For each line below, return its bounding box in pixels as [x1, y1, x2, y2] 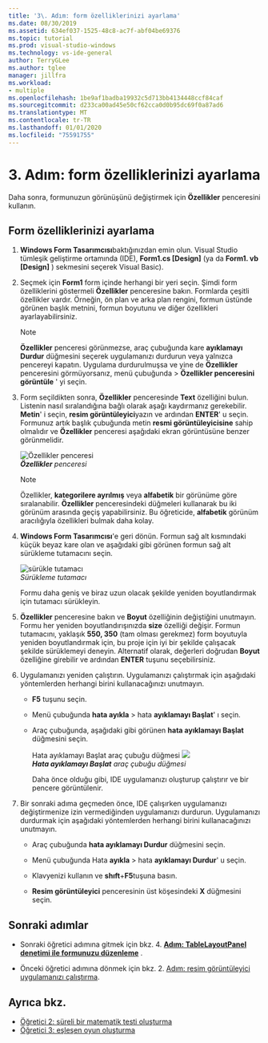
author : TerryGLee [8, 57, 70, 65]
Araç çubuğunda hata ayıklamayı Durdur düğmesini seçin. [31, 840, 226, 850]
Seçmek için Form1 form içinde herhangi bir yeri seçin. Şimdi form [19, 278, 238, 287]
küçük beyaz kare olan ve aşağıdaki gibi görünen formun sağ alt [19, 540, 231, 550]
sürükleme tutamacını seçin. [19, 549, 114, 558]
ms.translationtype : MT [8, 109, 88, 117]
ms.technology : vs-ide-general [8, 49, 113, 57]
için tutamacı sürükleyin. [19, 597, 101, 607]
